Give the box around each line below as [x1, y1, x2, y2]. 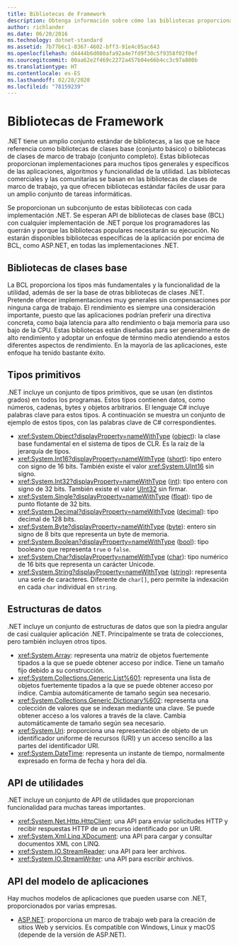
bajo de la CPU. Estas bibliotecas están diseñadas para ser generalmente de [7, 326, 230, 334]
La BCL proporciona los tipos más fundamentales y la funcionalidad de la [7, 281, 221, 289]
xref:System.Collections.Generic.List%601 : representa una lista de [17, 673, 211, 682]
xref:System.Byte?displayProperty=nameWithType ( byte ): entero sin [17, 522, 217, 531]
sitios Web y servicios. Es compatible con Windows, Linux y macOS [17, 923, 215, 932]
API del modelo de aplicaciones [7, 875, 149, 887]
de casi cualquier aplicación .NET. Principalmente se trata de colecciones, [7, 629, 224, 638]
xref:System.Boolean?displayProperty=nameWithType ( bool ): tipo [17, 537, 209, 546]
